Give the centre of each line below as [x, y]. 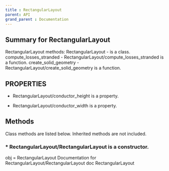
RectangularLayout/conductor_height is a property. [66, 96]
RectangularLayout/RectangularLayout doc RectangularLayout [70, 163]
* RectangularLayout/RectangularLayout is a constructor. [77, 147]
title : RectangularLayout [34, 10]
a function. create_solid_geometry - [42, 63]
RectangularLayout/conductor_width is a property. [65, 106]
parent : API [18, 15]
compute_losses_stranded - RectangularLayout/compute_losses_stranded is [84, 57]
